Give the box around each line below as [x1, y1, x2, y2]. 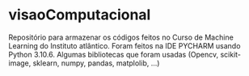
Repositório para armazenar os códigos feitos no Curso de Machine [8, 32, 234, 42]
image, [8, 58, 32, 68]
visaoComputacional [8, 6, 151, 24]
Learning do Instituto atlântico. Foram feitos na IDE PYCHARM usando [8, 40, 241, 50]
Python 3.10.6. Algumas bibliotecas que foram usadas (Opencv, [8, 49, 219, 59]
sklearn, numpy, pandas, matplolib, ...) [32, 58, 160, 68]
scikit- [220, 49, 241, 59]
